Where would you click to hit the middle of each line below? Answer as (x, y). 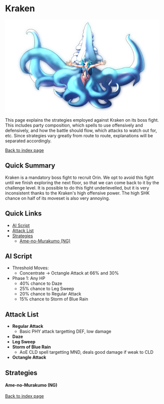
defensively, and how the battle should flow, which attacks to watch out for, (81, 130)
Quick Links (23, 214)
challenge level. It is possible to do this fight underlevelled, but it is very (77, 188)
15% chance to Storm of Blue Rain (54, 299)
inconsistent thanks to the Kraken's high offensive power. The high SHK (77, 193)
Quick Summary (30, 166)
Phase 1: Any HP (29, 278)
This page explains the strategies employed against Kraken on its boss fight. (82, 120)
